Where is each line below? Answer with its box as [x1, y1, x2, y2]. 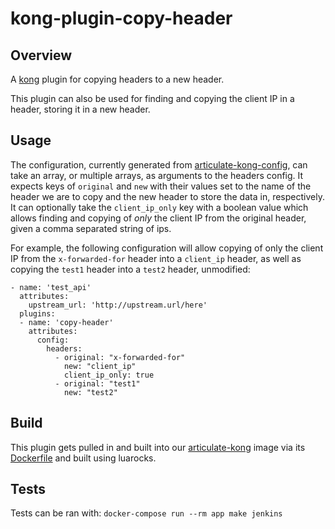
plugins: [19, 308, 56, 319]
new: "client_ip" [63, 361, 137, 371]
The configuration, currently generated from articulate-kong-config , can [10, 158, 308, 171]
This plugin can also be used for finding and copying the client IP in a [10, 93, 295, 104]
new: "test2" [63, 387, 118, 397]
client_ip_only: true [63, 370, 155, 380]
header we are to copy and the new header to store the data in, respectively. [10, 190, 325, 202]
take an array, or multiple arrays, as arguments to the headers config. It [10, 169, 304, 181]
